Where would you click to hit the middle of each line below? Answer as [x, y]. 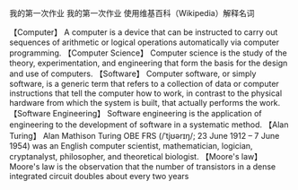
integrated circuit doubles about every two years [99, 176]
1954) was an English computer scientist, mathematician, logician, [131, 146]
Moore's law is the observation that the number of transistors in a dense [143, 167]
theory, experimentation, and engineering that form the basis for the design [149, 63]
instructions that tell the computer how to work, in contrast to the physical [146, 93]
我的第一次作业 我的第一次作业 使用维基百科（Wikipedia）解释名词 [132, 13]
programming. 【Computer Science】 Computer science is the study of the [148, 53]
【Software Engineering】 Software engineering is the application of [136, 113]
